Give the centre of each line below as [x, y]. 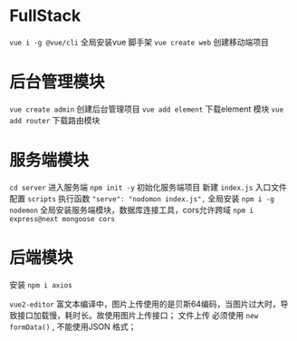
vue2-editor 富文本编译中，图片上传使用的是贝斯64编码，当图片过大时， [145, 304]
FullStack [45, 16]
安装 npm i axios [41, 284]
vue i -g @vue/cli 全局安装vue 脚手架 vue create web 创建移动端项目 [139, 42]
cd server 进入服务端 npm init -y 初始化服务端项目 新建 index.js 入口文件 [148, 187]
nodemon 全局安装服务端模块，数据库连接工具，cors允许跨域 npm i [131, 209]
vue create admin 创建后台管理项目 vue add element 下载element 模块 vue [147, 109]
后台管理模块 [57, 82]
